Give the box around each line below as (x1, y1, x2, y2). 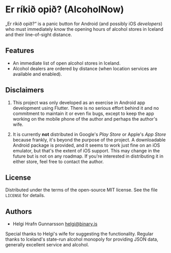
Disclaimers (5, 86, 45, 94)
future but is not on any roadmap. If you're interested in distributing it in (12, 153, 164, 159)
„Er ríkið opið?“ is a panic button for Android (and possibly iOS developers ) (5, 21, 163, 27)
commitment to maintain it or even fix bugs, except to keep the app (12, 110, 155, 116)
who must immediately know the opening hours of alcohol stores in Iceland (5, 26, 164, 32)
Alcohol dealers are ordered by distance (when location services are (12, 65, 157, 71)
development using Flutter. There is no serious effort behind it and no (12, 105, 159, 111)
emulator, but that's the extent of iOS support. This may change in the (12, 147, 160, 153)
